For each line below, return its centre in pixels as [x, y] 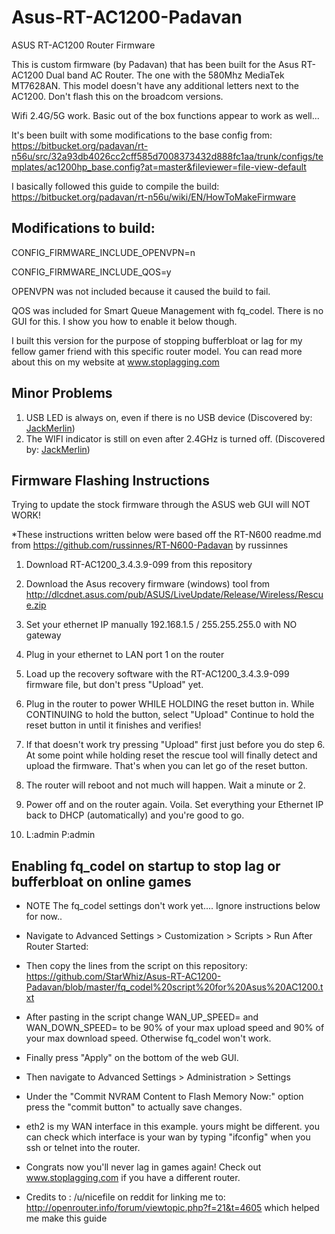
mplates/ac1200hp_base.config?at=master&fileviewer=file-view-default [159, 167]
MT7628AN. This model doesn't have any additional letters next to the [155, 85]
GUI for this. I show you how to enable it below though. [124, 321]
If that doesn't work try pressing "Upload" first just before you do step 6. [175, 745]
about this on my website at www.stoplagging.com [115, 362]
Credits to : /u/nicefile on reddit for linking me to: [125, 1197]
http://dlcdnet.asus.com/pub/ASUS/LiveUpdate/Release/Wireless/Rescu [174, 595]
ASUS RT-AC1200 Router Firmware [83, 45]
